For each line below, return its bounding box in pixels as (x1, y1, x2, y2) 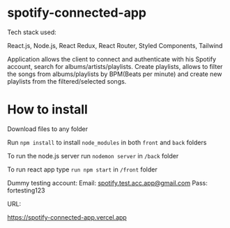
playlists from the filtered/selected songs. (7, 77, 127, 85)
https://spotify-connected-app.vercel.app (7, 213, 127, 221)
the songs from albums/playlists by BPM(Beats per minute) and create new (7, 70, 222, 78)
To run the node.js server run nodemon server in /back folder (7, 151, 179, 160)
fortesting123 (7, 186, 45, 195)
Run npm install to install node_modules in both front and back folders (7, 138, 207, 146)
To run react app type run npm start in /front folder (7, 165, 158, 174)
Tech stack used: (7, 28, 57, 36)
